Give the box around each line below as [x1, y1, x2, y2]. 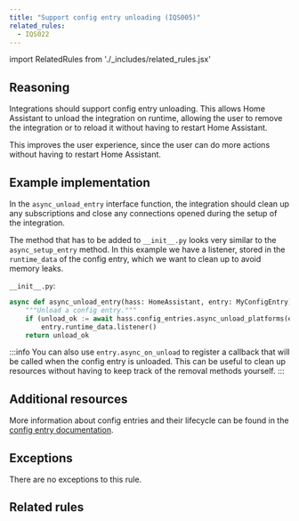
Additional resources [9, 391, 128, 406]
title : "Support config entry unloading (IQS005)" [9, 12, 201, 22]
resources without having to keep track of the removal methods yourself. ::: [9, 366, 285, 377]
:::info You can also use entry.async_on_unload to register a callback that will [9, 346, 290, 357]
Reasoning [9, 79, 70, 94]
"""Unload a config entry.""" [25, 305, 138, 314]
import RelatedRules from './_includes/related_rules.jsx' [9, 54, 212, 65]
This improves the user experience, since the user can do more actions [9, 140, 271, 151]
